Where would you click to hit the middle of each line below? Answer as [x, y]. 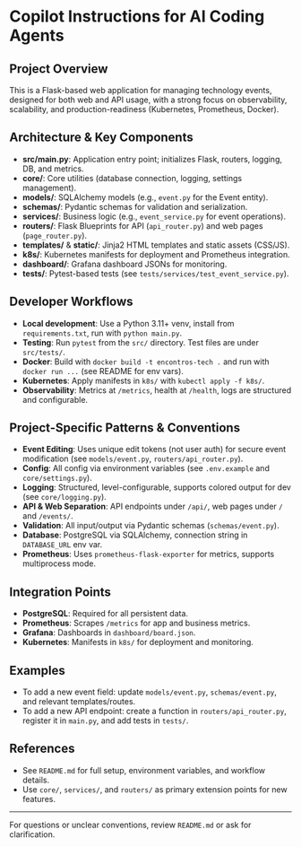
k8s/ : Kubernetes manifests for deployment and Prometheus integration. [156, 254]
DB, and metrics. [53, 169]
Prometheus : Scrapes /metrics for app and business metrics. [136, 623]
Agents [37, 35]
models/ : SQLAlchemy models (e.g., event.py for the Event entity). [145, 197]
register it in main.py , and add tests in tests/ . [105, 720]
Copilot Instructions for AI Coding [137, 17]
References [42, 749]
